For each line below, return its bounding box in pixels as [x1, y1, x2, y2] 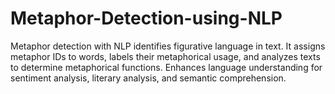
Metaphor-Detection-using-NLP [10, 7, 283, 30]
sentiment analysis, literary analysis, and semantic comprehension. [10, 72, 287, 84]
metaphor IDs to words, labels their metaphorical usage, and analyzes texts [10, 50, 321, 62]
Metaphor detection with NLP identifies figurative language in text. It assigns [10, 40, 326, 52]
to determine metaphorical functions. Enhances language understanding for [10, 61, 323, 73]
